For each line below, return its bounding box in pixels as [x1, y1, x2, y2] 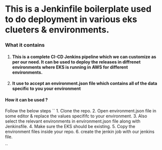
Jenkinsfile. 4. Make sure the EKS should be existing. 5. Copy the [5, 123, 135, 129]
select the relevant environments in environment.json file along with [5, 118, 141, 124]
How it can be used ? [5, 97, 48, 103]
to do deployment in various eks [5, 14, 137, 25]
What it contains [5, 42, 45, 48]
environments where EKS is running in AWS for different [12, 64, 128, 70]
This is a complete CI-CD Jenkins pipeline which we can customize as [12, 54, 157, 60]
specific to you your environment [12, 86, 81, 91]
